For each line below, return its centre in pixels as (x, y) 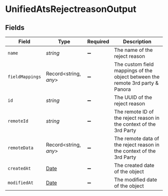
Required (98, 42)
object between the (137, 77)
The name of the (133, 50)
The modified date (136, 180)
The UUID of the (133, 97)
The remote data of (137, 138)
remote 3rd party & (136, 83)
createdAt (19, 168)
